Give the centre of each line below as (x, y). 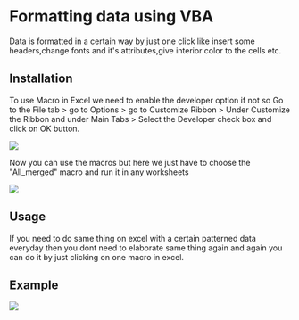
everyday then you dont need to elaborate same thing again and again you (146, 248)
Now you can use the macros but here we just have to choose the (130, 162)
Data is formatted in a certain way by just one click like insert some (133, 41)
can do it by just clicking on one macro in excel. (97, 257)
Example (34, 285)
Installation (41, 79)
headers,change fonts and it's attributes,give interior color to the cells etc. (145, 50)
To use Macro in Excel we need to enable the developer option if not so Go (146, 100)
